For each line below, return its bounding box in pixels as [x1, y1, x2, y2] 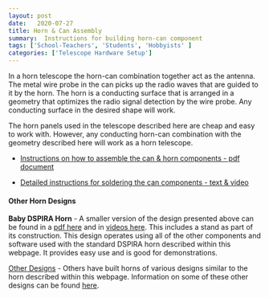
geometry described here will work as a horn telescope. [8, 138, 194, 147]
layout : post [8, 11, 52, 20]
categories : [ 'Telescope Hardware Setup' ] [8, 49, 153, 57]
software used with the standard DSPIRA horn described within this [8, 239, 231, 249]
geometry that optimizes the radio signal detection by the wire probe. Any [8, 97, 252, 106]
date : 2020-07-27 [8, 19, 74, 27]
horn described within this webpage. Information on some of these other [8, 272, 249, 282]
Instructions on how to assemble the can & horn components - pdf [19, 153, 240, 163]
